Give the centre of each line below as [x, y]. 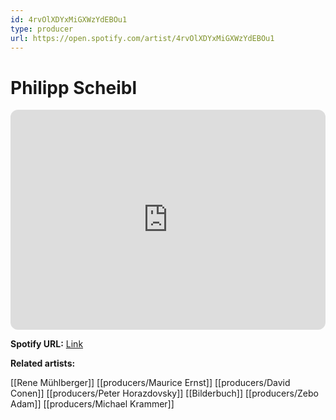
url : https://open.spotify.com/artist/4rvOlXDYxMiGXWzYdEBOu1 [142, 38]
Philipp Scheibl [74, 87]
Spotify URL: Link [47, 344]
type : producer [42, 29]
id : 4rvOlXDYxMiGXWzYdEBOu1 [69, 19]
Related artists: [43, 363]
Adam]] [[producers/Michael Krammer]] [92, 404]
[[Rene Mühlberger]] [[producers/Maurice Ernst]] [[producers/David [150, 383]
